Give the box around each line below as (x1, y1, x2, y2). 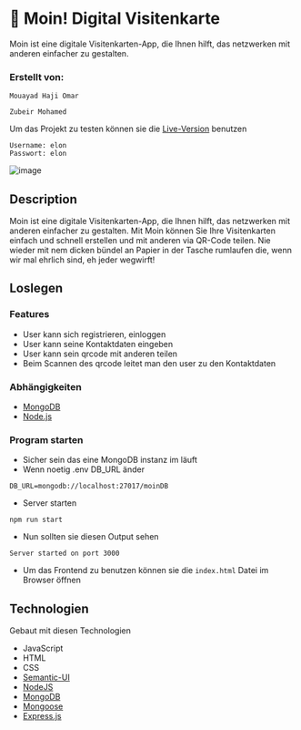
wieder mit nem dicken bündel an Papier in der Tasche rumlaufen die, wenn (9, 245, 293, 256)
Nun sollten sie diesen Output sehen (22, 531, 159, 542)
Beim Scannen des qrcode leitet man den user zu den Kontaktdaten (22, 357, 276, 368)
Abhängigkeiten (9, 380, 82, 393)
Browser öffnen (22, 574, 82, 586)
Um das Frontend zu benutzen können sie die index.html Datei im (22, 565, 269, 576)
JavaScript (22, 643, 64, 654)
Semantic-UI (22, 672, 70, 683)
